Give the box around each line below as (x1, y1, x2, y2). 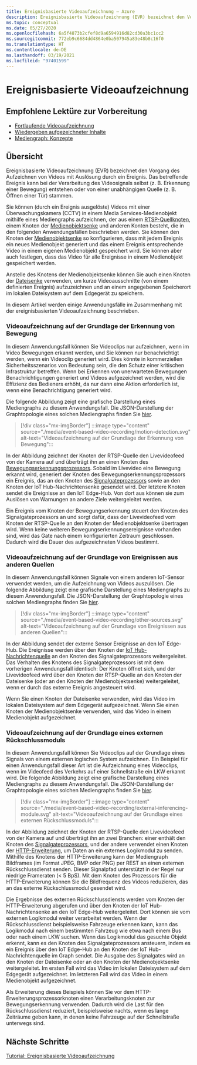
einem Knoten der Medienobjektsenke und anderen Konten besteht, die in (6, 222, 185, 229)
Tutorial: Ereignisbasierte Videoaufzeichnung (6, 1053, 115, 1060)
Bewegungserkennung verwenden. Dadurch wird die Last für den (6, 1001, 164, 1008)
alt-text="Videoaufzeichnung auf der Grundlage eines (52, 811, 183, 818)
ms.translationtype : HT (6, 42, 64, 48)
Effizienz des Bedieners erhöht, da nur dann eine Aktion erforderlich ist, (6, 380, 179, 387)
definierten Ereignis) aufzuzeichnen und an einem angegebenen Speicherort (6, 283, 191, 291)
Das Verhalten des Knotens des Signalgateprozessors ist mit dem (6, 659, 164, 666)
